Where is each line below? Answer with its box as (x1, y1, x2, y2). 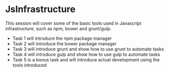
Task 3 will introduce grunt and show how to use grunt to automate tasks (12, 46, 164, 52)
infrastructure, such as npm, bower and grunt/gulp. (5, 25, 112, 31)
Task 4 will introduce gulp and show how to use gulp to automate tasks (12, 51, 160, 57)
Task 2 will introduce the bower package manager (12, 40, 117, 46)
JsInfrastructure (5, 4, 76, 15)
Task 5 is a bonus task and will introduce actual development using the (12, 56, 160, 62)
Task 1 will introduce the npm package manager (12, 35, 112, 41)
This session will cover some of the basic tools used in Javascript (5, 20, 142, 26)
